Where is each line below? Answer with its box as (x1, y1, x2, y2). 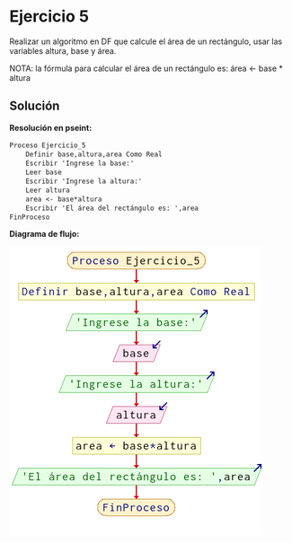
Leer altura (25, 186, 70, 195)
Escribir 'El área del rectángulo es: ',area (25, 204, 199, 213)
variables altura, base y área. (9, 45, 117, 56)
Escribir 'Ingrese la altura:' (25, 177, 143, 186)
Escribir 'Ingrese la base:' (25, 159, 135, 168)
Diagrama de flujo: (9, 228, 80, 239)
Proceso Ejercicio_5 (9, 141, 87, 150)
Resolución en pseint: (9, 122, 93, 133)
